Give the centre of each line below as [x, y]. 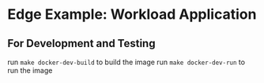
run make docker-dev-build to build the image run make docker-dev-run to [126, 62]
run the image [30, 70]
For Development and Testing [81, 43]
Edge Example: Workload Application [132, 14]
